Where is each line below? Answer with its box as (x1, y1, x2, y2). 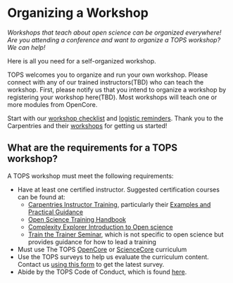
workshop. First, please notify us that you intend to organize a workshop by (7, 85, 227, 94)
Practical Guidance (27, 208, 83, 216)
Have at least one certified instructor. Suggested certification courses (17, 185, 220, 194)
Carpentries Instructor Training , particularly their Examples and (27, 200, 211, 208)
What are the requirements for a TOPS (7, 142, 178, 154)
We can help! (7, 43, 46, 51)
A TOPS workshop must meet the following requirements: (7, 171, 174, 180)
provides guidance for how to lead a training (27, 237, 157, 246)
